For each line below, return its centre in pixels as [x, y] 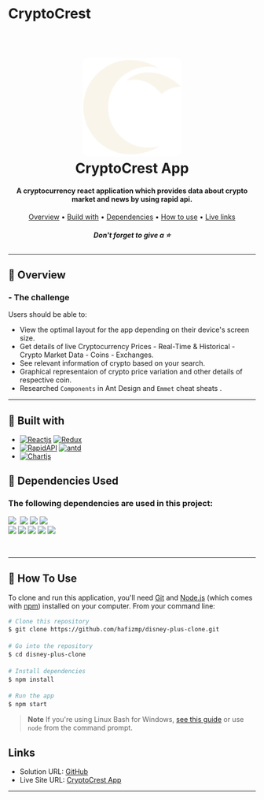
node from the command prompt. [80, 728]
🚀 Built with [37, 420]
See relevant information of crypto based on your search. [112, 363]
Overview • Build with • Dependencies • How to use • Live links [132, 217]
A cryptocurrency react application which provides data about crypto [132, 191]
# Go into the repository [50, 646]
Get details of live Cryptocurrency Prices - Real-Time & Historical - [127, 347]
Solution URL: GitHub [54, 771]
